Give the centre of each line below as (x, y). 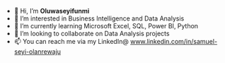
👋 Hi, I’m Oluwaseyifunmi (52, 11)
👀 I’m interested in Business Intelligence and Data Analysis (99, 18)
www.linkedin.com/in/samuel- (174, 41)
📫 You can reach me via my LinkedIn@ (71, 41)
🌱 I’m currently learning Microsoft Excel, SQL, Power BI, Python (106, 26)
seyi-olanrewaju (37, 52)
